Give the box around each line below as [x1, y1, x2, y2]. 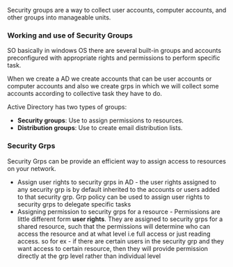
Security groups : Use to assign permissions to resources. [17, 116, 184, 124]
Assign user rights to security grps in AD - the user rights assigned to [17, 177, 217, 186]
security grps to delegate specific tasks [17, 200, 131, 208]
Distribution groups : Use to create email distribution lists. [17, 124, 183, 132]
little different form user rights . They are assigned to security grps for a [17, 215, 223, 223]
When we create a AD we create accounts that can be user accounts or [7, 74, 212, 83]
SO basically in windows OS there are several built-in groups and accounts [7, 47, 221, 55]
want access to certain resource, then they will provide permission [17, 244, 209, 252]
